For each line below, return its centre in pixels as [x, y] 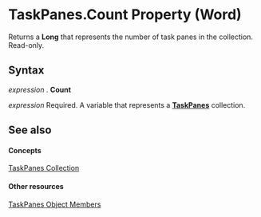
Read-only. [26, 45]
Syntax [26, 71]
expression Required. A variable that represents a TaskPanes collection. [127, 105]
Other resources [36, 186]
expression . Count [40, 89]
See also [30, 130]
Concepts [25, 150]
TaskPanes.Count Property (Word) [125, 15]
